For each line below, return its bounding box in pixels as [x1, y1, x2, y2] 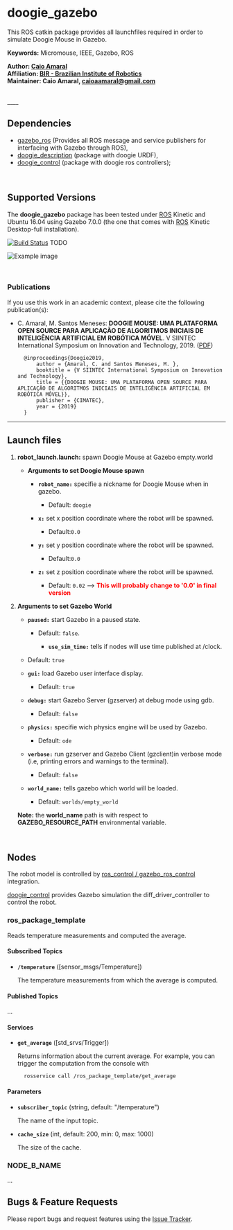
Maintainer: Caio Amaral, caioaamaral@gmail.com [7, 76, 156, 85]
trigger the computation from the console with [17, 1059, 149, 1068]
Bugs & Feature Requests [7, 1196, 118, 1208]
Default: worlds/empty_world [37, 797, 119, 806]
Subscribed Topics [7, 947, 63, 955]
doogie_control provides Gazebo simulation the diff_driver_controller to [7, 891, 210, 899]
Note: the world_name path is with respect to [17, 811, 148, 819]
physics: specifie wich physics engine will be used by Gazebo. [27, 722, 208, 731]
